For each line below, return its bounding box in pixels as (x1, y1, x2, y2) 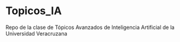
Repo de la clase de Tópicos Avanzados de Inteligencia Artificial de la (5, 24, 175, 31)
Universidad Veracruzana (5, 30, 67, 37)
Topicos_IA (5, 4, 62, 18)
